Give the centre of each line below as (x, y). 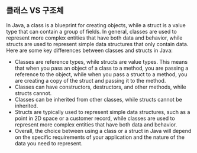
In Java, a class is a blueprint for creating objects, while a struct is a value (96, 25)
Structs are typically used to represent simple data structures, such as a (102, 112)
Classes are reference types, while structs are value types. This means (101, 61)
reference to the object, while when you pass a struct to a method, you (101, 74)
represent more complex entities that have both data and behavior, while (94, 38)
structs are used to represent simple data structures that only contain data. (97, 44)
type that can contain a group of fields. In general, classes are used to (92, 31)
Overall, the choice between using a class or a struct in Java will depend (103, 131)
